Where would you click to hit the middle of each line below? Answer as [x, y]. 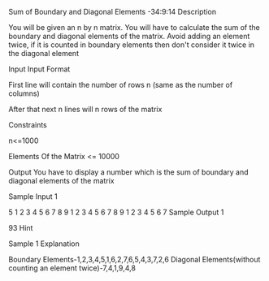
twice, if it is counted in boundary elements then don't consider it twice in [131, 45]
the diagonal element [44, 53]
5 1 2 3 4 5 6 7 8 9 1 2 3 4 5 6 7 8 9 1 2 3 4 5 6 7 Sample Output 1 [116, 212]
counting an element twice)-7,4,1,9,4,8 [72, 268]
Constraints [28, 125]
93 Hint [21, 228]
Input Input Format [39, 69]
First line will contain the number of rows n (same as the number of [121, 85]
